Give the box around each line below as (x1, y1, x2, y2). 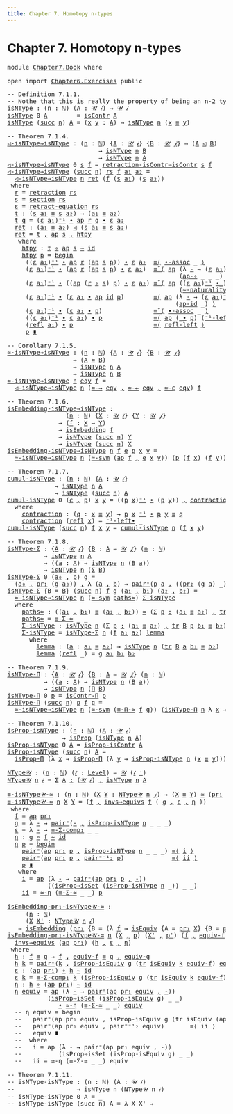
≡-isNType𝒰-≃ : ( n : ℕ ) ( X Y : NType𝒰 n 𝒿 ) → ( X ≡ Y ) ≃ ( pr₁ (7, 790, 223, 798)
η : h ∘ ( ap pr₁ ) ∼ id (14, 980, 92, 988)
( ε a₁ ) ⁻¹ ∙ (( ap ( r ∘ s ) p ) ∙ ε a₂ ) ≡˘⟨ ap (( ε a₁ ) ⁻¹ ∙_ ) (25, 279, 227, 287)
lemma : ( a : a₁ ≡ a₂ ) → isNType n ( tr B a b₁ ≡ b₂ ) (36, 642, 220, 651)
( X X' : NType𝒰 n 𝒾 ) (25, 916, 96, 925)
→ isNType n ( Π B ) (44, 685, 106, 692)
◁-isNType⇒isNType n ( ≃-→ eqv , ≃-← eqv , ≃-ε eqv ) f (14, 383, 201, 392)
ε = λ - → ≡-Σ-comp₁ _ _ (14, 826, 99, 834)
